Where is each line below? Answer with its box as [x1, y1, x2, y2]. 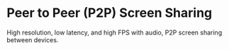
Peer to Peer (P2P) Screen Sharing [6, 5, 213, 21]
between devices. [6, 35, 59, 44]
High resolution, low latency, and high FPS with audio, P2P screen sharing [6, 28, 223, 37]
